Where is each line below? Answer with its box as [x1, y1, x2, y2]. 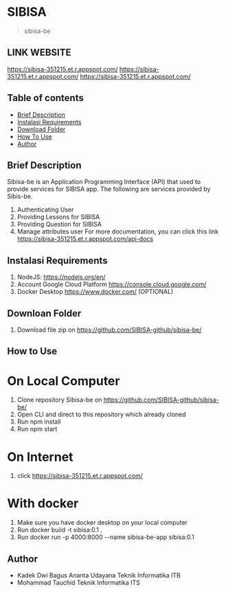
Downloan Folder [7, 307, 82, 319]
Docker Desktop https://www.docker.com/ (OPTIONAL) [16, 288, 174, 296]
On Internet [7, 449, 74, 464]
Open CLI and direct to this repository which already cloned [16, 410, 187, 419]
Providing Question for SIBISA [16, 220, 102, 229]
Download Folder [16, 125, 66, 133]
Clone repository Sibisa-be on [16, 396, 102, 404]
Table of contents [7, 92, 84, 104]
